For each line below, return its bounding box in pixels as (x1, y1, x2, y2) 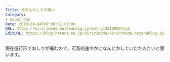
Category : (5, 12, 26, 17)
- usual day (5, 17, 30, 22)
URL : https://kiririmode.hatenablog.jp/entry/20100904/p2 (5, 26, 130, 31)
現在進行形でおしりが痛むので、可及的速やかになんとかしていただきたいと (5, 45, 160, 51)
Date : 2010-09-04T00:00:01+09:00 (5, 21, 76, 27)
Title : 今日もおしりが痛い (5, 7, 56, 13)
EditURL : (5, 31, 24, 36)
